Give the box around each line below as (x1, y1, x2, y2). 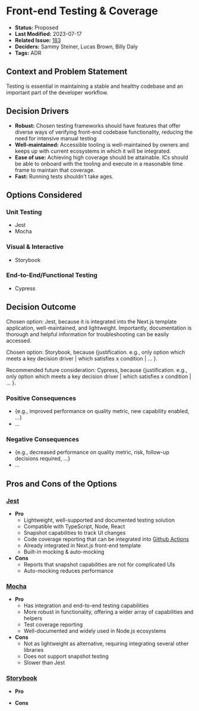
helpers (23, 615, 43, 622)
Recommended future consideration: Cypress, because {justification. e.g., (6, 366, 188, 374)
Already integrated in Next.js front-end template (23, 541, 141, 549)
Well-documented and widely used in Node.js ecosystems (23, 627, 166, 635)
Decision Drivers (6, 106, 70, 116)
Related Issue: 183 (14, 36, 61, 44)
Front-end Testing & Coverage (6, 4, 159, 18)
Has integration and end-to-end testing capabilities (23, 602, 149, 610)
